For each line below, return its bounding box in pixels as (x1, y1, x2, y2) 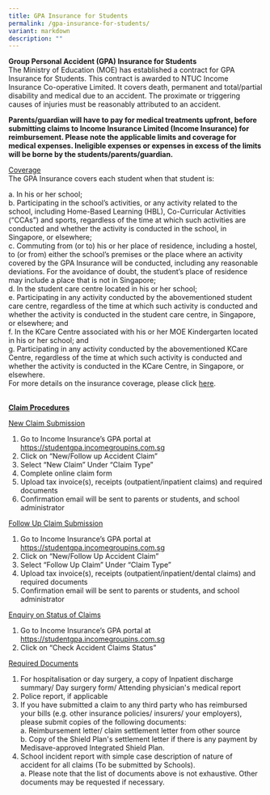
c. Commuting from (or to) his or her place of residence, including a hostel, (8, 241, 258, 251)
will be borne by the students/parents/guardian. (8, 150, 174, 159)
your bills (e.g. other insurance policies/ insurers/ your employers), (19, 708, 243, 718)
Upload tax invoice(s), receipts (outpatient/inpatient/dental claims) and (19, 569, 256, 578)
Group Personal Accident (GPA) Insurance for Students (8, 57, 197, 66)
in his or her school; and (8, 336, 89, 345)
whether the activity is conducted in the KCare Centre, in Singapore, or (8, 362, 244, 371)
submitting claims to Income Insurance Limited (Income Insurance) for (8, 124, 249, 133)
